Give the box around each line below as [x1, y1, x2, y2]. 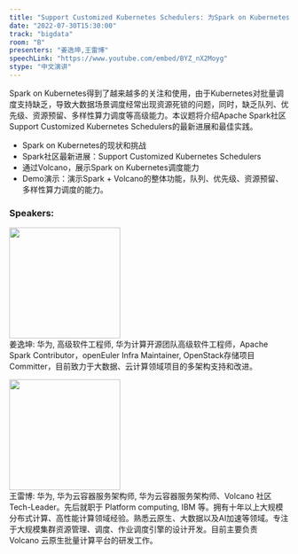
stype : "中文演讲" [9, 63, 73, 72]
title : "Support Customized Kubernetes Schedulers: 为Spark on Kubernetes [9, 12, 290, 22]
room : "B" [9, 37, 46, 47]
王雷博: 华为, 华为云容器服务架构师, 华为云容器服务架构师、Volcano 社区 [9, 491, 272, 502]
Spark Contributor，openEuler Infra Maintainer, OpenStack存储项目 [9, 350, 255, 361]
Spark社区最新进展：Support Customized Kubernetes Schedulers [21, 151, 262, 161]
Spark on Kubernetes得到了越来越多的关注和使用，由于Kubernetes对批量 [9, 88, 277, 98]
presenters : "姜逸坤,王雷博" [9, 46, 109, 55]
